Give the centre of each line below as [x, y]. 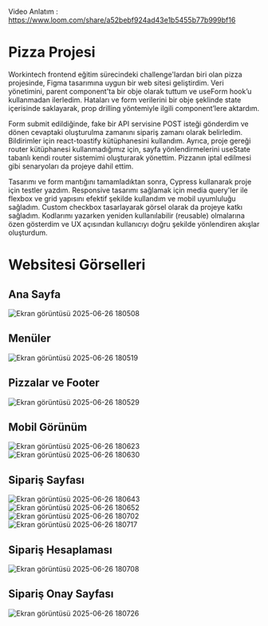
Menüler [30, 339]
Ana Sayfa [35, 294]
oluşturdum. [28, 232]
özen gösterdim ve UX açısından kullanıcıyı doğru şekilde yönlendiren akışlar [134, 224]
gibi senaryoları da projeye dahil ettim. [71, 166]
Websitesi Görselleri [77, 265]
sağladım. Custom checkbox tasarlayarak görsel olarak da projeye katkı [126, 207]
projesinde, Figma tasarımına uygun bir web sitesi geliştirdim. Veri [116, 82]
